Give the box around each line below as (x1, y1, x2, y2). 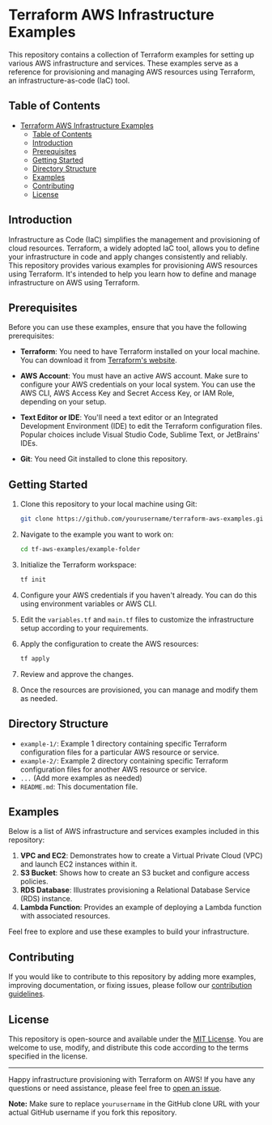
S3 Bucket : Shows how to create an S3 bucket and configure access (19, 868, 250, 878)
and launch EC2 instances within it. (19, 859, 138, 869)
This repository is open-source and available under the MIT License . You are (8, 1033, 264, 1043)
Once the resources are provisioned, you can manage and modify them (19, 685, 258, 695)
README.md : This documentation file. (19, 781, 138, 791)
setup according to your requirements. (19, 622, 149, 633)
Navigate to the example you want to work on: (19, 529, 174, 540)
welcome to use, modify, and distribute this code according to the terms (8, 1042, 249, 1052)
